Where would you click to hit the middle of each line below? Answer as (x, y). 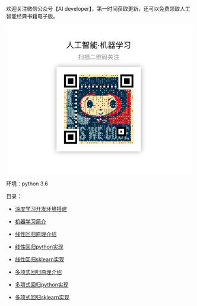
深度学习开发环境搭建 (41, 209)
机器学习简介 (30, 221)
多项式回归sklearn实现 (42, 297)
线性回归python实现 (39, 247)
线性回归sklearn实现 (39, 259)
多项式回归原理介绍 (38, 272)
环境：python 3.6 (27, 184)
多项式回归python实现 (42, 285)
